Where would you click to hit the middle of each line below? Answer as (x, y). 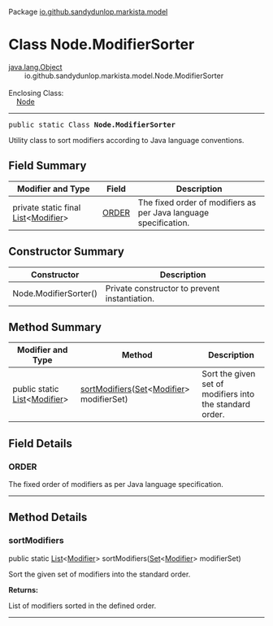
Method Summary (55, 327)
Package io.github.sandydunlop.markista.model (88, 12)
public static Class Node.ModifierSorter (92, 124)
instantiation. (130, 298)
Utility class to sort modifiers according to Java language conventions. (126, 140)
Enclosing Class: (36, 93)
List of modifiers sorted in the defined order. (82, 606)
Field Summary (48, 166)
